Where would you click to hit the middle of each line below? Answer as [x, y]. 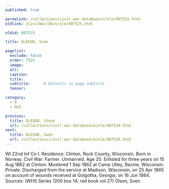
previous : [16, 116]
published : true [22, 10]
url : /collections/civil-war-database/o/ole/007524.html [71, 125]
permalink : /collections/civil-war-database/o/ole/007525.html [73, 19]
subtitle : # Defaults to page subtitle [57, 84]
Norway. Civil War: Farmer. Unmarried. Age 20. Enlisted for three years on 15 [85, 159]
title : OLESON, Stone [33, 121]
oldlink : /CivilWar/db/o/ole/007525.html [49, 24]
